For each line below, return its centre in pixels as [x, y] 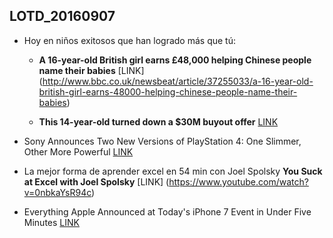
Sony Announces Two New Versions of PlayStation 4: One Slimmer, [162, 141]
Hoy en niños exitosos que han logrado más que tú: [129, 40]
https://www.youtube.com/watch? [238, 181]
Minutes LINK [51, 222]
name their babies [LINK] [91, 70]
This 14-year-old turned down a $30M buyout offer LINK [158, 121]
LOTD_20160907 [62, 16]
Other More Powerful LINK [78, 151]
